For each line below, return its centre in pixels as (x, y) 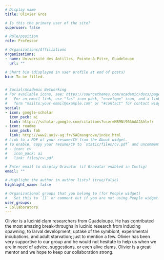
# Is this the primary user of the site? (48, 23)
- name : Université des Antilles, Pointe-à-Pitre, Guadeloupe (70, 59)
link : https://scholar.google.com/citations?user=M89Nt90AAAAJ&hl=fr (82, 122)
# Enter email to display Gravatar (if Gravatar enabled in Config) (76, 167)
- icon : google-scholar (29, 112)
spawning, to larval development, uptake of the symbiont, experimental (76, 231)
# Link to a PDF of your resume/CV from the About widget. (66, 140)
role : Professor (21, 41)
